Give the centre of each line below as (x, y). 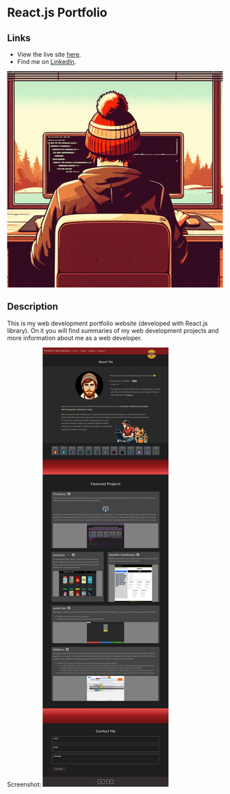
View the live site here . (49, 54)
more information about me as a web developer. (75, 338)
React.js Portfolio (57, 13)
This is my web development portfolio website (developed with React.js (107, 323)
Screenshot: (24, 784)
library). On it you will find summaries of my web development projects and (113, 330)
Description (33, 307)
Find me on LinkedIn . (47, 62)
